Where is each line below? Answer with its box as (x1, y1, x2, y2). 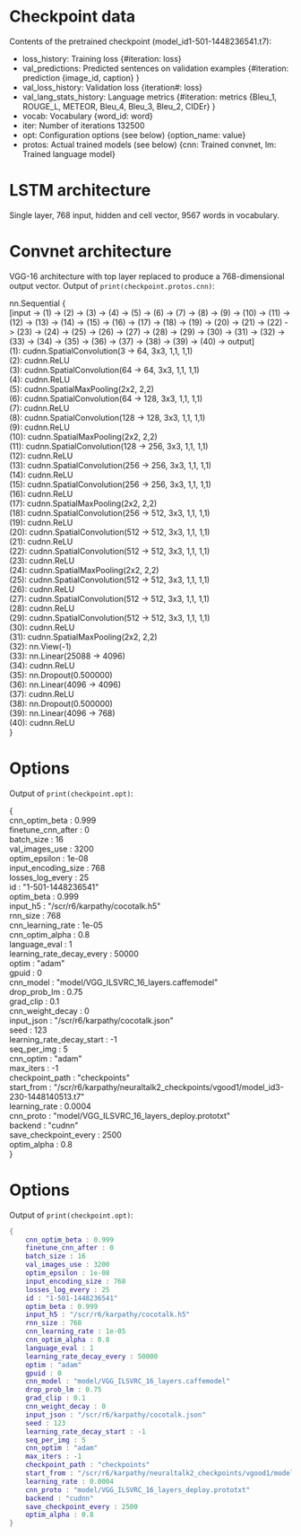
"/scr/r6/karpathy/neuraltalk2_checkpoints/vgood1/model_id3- (53, 1081, 284, 1092)
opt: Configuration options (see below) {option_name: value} (21, 129, 246, 140)
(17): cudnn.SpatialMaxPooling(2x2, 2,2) (9, 498, 158, 509)
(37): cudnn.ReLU (9, 688, 74, 699)
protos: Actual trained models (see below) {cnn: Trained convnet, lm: (21, 139, 277, 150)
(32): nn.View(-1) (9, 641, 72, 651)
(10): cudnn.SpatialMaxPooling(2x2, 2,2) (9, 431, 159, 441)
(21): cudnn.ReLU (9, 536, 73, 546)
